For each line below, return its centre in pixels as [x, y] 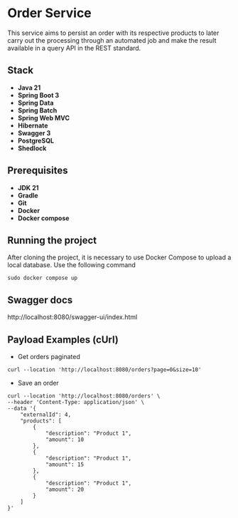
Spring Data [36, 103]
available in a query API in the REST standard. [74, 48]
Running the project [52, 240]
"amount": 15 [64, 465]
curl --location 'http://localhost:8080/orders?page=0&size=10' [104, 370]
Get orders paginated [49, 357]
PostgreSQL [36, 140]
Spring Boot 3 [38, 95]
